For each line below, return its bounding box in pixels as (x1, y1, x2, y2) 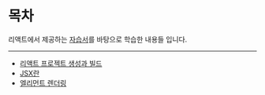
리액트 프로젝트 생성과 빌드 (19, 58, 103, 68)
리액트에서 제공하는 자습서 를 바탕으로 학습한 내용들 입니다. (8, 35, 188, 44)
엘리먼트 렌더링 (19, 78, 67, 87)
